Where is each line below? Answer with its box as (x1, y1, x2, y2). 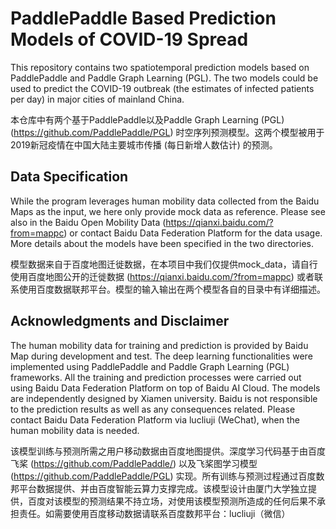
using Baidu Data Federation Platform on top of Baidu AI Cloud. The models (10, 382, 321, 394)
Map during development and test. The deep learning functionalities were (10, 350, 313, 362)
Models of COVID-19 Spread (10, 28, 249, 51)
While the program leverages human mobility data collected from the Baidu (10, 195, 320, 207)
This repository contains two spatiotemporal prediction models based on (10, 61, 310, 73)
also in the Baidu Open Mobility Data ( (10, 216, 167, 228)
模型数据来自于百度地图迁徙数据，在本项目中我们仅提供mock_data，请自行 (10, 258, 318, 270)
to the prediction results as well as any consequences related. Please (10, 403, 296, 415)
